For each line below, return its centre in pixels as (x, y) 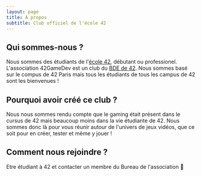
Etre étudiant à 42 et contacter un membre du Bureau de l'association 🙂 (95, 166)
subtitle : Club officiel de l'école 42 (56, 23)
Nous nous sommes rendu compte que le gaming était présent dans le (93, 114)
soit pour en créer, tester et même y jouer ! (59, 133)
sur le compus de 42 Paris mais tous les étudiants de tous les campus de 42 (101, 74)
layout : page (23, 12)
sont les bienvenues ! (32, 81)
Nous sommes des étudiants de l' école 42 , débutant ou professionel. (92, 62)
